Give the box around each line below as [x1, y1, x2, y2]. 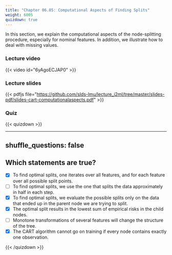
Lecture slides [5, 79, 41, 86]
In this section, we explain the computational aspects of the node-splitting [5, 31, 161, 38]
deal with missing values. [5, 42, 59, 48]
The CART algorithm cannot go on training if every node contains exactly [12, 228, 167, 234]
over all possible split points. [12, 178, 73, 184]
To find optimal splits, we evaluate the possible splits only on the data [12, 194, 160, 201]
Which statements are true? [5, 158, 96, 167]
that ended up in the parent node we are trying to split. [12, 200, 128, 206]
